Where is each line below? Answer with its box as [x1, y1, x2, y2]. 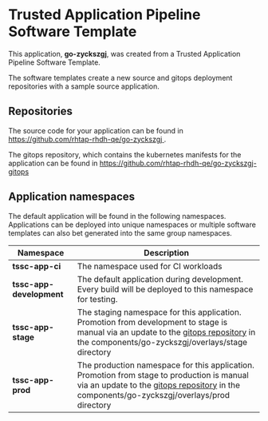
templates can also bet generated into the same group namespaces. [8, 228, 233, 237]
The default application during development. [77, 273, 243, 284]
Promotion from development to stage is [77, 316, 228, 328]
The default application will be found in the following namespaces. [8, 211, 227, 220]
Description [143, 247, 190, 258]
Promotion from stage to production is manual [77, 369, 249, 380]
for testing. [77, 293, 118, 304]
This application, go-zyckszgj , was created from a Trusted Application [8, 49, 241, 58]
